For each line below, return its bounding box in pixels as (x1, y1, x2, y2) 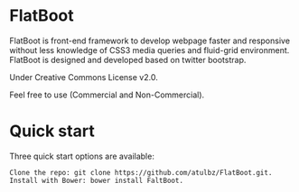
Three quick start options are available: (9, 151, 155, 161)
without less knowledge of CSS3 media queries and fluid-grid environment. (9, 44, 290, 55)
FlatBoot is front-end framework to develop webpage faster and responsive (9, 35, 291, 46)
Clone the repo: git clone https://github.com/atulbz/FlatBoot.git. (9, 168, 273, 177)
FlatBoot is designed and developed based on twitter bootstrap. (9, 54, 247, 65)
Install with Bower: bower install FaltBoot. (9, 176, 183, 185)
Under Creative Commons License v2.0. (9, 71, 158, 82)
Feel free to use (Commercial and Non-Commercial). (9, 89, 205, 100)
